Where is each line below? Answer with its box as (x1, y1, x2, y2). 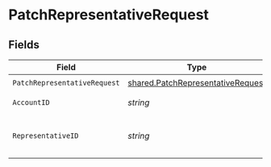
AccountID (12, 98, 50, 106)
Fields (8, 38, 40, 52)
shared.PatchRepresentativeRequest (127, 77, 266, 88)
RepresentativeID (12, 132, 79, 140)
